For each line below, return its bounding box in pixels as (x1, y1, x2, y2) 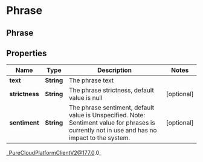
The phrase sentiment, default (68, 103, 155, 112)
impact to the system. (68, 134, 130, 142)
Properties (6, 48, 47, 58)
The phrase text (68, 76, 114, 85)
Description (97, 66, 132, 74)
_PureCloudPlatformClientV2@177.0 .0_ (6, 149, 101, 157)
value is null (68, 94, 103, 102)
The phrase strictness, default (68, 86, 154, 94)
